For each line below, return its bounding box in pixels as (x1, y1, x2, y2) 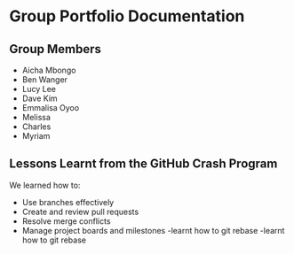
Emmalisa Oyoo (21, 103, 80, 112)
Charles (21, 121, 52, 132)
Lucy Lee (21, 84, 56, 94)
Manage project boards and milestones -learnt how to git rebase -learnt (21, 225, 285, 235)
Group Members (9, 42, 102, 57)
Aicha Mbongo (21, 65, 76, 75)
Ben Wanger (21, 74, 68, 85)
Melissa (21, 112, 52, 122)
